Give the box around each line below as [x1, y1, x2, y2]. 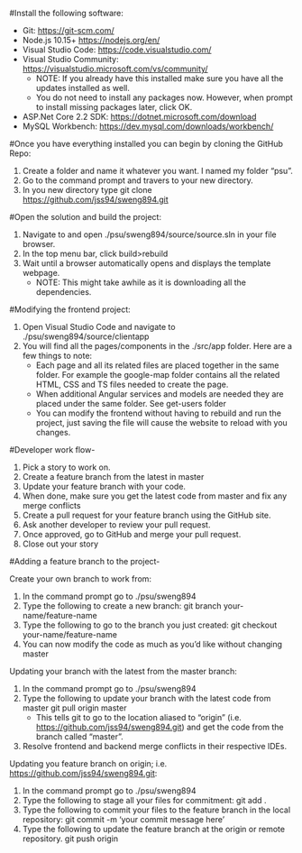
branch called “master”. [35, 731, 124, 742]
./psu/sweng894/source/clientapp [22, 331, 150, 342]
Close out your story [22, 538, 99, 549]
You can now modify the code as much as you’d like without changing [22, 639, 282, 649]
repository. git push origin [22, 833, 119, 844]
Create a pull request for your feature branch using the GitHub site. [22, 509, 272, 520]
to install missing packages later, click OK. [35, 102, 193, 112]
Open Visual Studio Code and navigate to [22, 322, 176, 332]
